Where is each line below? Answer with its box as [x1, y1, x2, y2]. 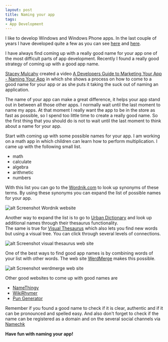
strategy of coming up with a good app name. [5, 61, 100, 67]
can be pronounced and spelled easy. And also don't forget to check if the [5, 310, 159, 317]
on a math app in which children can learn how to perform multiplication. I [5, 138, 158, 144]
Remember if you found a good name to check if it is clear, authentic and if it [5, 305, 163, 311]
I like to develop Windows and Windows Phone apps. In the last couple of [5, 35, 157, 41]
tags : [5, 17, 17, 22]
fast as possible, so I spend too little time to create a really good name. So [5, 113, 158, 119]
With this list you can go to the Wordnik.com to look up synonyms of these [5, 185, 159, 191]
